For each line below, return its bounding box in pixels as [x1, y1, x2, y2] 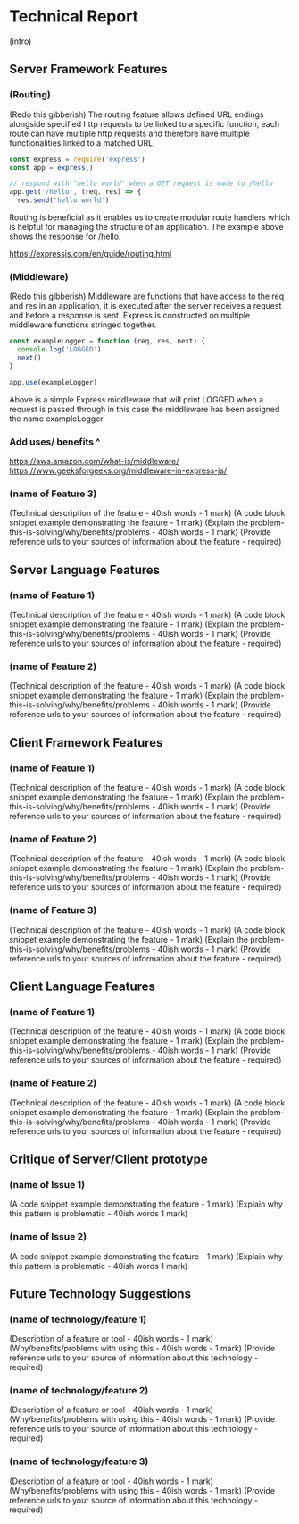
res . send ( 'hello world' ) [17, 196, 110, 205]
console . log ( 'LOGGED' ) [17, 345, 102, 354]
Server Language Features [9, 562, 161, 578]
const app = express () [9, 163, 94, 172]
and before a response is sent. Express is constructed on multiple [9, 310, 251, 321]
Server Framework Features [9, 62, 168, 77]
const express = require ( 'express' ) [9, 155, 145, 164]
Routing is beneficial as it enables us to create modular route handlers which [9, 212, 291, 223]
